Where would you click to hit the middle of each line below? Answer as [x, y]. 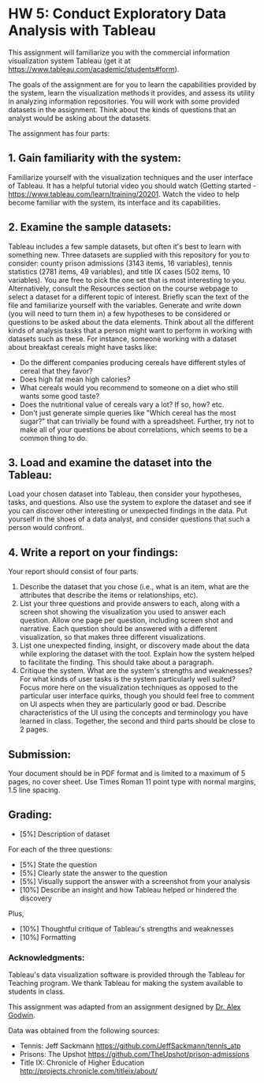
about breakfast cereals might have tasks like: [83, 347]
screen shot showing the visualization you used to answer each [123, 612]
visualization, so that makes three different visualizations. [113, 637]
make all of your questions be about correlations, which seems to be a [134, 429]
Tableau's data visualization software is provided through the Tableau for [127, 975]
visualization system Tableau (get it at [69, 61]
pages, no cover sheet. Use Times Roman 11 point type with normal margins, [132, 782]
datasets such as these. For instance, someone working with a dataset [123, 338]
